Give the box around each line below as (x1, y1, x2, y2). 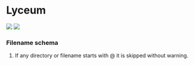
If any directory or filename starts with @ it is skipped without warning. (14, 52, 189, 59)
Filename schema (6, 38, 58, 47)
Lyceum (6, 4, 46, 17)
